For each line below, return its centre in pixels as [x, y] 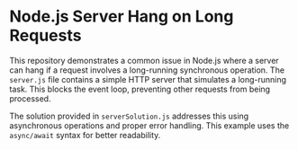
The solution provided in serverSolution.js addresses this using [129, 116]
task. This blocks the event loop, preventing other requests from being [140, 89]
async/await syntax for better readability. [85, 135]
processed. [30, 98]
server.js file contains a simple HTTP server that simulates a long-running [148, 79]
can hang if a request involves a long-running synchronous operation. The [147, 70]
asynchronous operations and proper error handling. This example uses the [149, 125]
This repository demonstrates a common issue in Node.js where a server [144, 60]
